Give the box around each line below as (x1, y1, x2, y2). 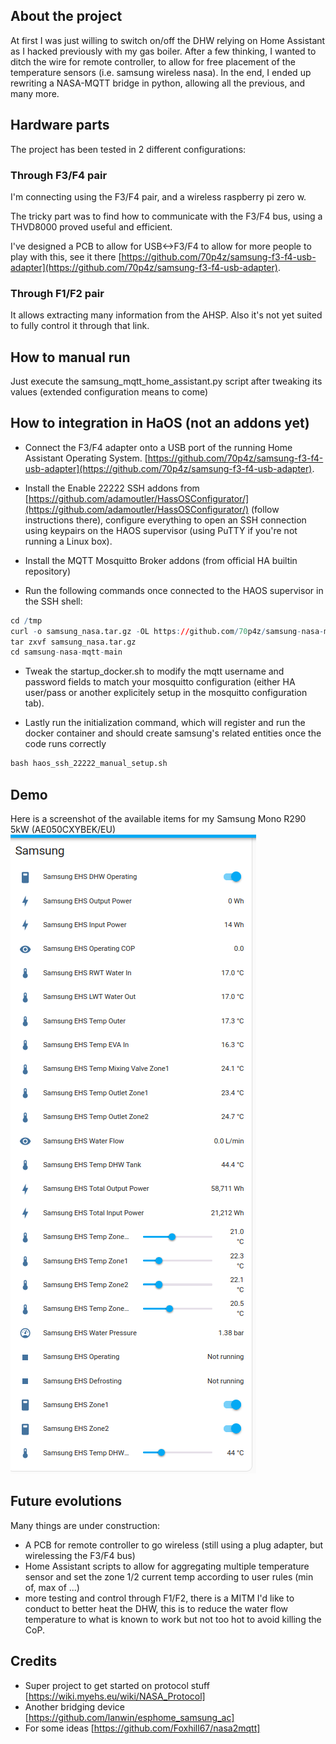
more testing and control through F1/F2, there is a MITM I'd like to (24, 1592, 295, 1604)
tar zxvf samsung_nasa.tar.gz (10, 637, 137, 647)
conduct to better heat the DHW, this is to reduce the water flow (24, 1602, 289, 1614)
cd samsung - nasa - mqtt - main (10, 647, 123, 658)
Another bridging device (24, 1700, 125, 1713)
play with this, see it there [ (10, 250, 122, 263)
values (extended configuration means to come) (10, 386, 209, 398)
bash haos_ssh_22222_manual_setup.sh (10, 759, 168, 769)
